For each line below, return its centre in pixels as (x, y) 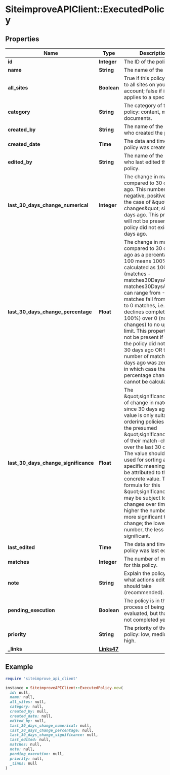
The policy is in (142, 601)
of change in (139, 402)
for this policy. (141, 565)
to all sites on (139, 85)
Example (19, 667)
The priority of (141, 628)
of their (133, 441)
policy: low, (137, 634)
